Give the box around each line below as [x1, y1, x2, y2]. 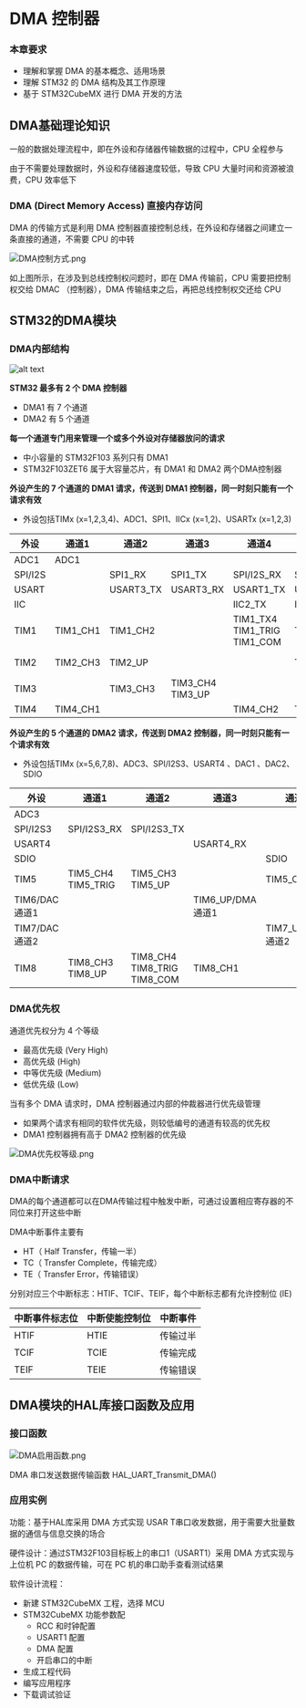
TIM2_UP [108, 656, 148, 669]
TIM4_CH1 [54, 703, 101, 716]
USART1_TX [232, 583, 286, 596]
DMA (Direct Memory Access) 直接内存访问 [9, 200, 203, 213]
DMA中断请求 [9, 1173, 70, 1186]
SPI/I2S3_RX [67, 823, 123, 836]
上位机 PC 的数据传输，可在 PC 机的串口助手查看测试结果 [9, 1558, 225, 1569]
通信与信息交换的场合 [25, 1527, 106, 1538]
